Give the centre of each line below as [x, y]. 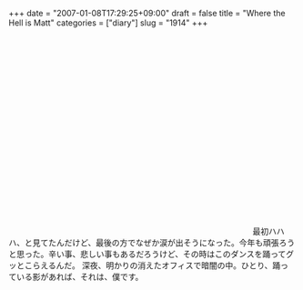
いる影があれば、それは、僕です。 [80, 277]
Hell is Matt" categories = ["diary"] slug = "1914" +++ [108, 23]
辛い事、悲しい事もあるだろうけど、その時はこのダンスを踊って [167, 254]
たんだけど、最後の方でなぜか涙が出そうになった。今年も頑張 [163, 243]
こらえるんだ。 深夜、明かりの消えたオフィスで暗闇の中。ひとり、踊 [152, 265]
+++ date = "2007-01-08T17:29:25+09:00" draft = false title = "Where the [147, 13]
